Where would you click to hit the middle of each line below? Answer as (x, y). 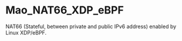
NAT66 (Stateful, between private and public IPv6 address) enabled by (91, 26)
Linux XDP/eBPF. (26, 32)
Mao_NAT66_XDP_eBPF (65, 10)
